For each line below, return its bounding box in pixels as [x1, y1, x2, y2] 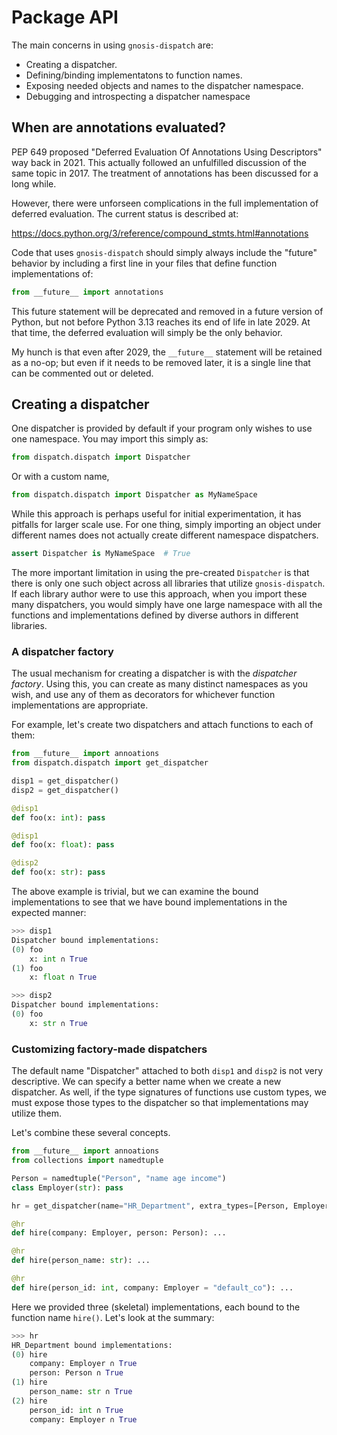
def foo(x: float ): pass [11, 840, 115, 850]
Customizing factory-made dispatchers [11, 1042, 208, 1056]
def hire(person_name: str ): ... [11, 1256, 151, 1266]
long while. [11, 177, 57, 190]
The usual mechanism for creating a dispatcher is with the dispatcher [11, 667, 298, 680]
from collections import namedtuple [11, 1156, 164, 1166]
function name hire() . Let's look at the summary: [11, 1311, 215, 1323]
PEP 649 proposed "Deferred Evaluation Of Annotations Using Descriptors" [11, 146, 323, 158]
